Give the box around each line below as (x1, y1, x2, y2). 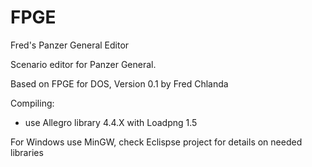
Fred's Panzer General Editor (10, 39, 130, 51)
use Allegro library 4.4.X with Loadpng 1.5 (24, 116, 198, 128)
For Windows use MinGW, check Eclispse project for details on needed (10, 136, 303, 148)
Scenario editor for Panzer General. (10, 58, 157, 70)
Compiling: (10, 97, 55, 109)
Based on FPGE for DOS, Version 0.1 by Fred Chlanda (10, 77, 229, 90)
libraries (10, 146, 44, 158)
